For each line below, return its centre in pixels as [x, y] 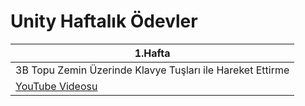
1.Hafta [152, 53]
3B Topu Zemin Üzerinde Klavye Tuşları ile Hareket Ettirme [152, 70]
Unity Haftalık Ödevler [104, 21]
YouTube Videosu [56, 86]
